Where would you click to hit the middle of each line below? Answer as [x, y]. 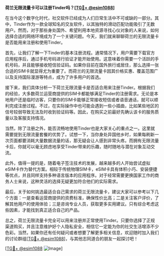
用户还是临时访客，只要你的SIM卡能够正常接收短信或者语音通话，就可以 [82, 100]
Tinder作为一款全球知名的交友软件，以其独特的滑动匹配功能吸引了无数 [84, 24]
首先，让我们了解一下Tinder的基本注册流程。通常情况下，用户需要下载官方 [80, 53]
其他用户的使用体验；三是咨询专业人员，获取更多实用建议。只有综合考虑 [82, 204]
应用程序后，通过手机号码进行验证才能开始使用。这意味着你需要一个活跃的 [80, 59]
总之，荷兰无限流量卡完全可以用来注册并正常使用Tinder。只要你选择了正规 [80, 220]
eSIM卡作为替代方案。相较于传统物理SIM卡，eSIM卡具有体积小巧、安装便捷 [81, 169]
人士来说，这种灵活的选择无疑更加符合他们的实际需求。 [65, 181]
